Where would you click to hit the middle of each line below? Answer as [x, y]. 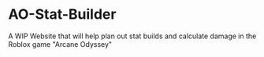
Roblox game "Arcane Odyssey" [60, 44]
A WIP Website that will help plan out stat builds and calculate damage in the [132, 36]
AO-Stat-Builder [62, 14]
